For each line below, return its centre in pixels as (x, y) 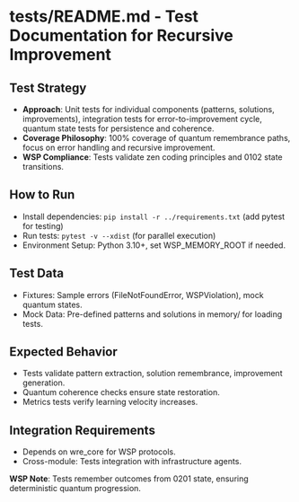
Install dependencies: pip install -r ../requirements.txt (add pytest (154, 216)
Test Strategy (48, 88)
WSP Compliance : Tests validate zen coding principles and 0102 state (152, 157)
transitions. (43, 167)
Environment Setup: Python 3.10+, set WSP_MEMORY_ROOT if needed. (154, 245)
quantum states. (52, 304)
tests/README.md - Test (104, 17)
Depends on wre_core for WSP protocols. (99, 452)
